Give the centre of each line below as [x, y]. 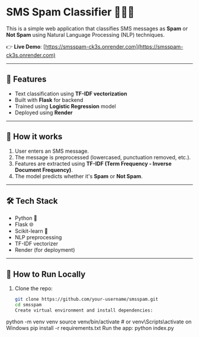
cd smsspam [28, 305]
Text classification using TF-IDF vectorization [71, 94]
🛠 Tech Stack [32, 201]
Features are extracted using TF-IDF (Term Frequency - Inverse [93, 163]
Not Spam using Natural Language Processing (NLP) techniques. [85, 34]
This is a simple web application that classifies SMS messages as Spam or [97, 28]
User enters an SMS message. [52, 151]
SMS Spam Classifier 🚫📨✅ [70, 12]
